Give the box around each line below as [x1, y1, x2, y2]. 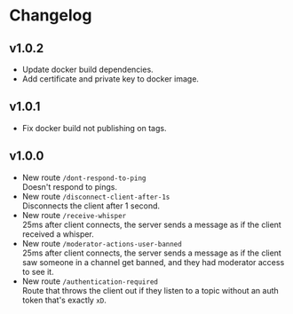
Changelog [9, 5, 92, 26]
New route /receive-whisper [21, 209, 127, 220]
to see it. [21, 266, 55, 277]
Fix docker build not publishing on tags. [21, 122, 167, 133]
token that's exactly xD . [21, 294, 107, 305]
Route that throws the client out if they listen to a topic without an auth [21, 285, 280, 295]
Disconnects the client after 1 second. [21, 200, 161, 211]
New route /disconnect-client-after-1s [21, 191, 170, 201]
